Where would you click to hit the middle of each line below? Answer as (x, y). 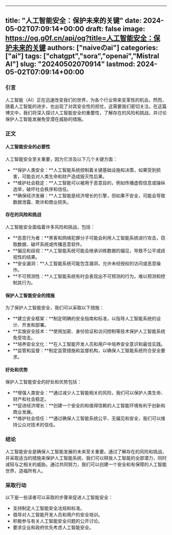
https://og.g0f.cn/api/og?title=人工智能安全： (79, 38)
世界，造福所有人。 (26, 470)
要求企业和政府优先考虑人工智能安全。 (53, 527)
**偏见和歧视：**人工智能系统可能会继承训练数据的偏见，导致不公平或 (87, 251)
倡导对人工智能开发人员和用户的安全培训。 (58, 515)
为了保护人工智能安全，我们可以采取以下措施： (55, 308)
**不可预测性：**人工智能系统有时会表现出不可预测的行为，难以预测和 (87, 276)
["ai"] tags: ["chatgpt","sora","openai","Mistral (82, 56)
